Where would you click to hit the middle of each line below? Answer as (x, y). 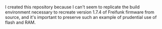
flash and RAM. (20, 22)
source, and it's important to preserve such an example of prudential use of (81, 17)
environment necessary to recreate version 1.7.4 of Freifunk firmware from (80, 12)
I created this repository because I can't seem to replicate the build (72, 7)
